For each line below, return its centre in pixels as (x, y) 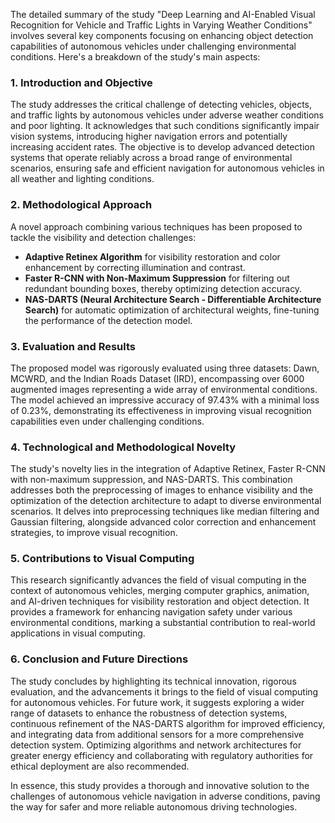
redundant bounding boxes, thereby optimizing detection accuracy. (163, 288)
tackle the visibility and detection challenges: (103, 237)
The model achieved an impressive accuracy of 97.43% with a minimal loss (165, 400)
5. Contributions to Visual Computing (102, 559)
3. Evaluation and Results (73, 346)
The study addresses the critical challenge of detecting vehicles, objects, (161, 105)
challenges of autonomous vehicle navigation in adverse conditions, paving (165, 796)
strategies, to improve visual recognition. (94, 533)
